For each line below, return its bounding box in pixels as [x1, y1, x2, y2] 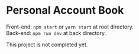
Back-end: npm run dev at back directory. [6, 29, 106, 36]
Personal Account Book [6, 4, 124, 17]
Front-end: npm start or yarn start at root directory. [6, 23, 134, 30]
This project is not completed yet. [6, 41, 88, 48]
